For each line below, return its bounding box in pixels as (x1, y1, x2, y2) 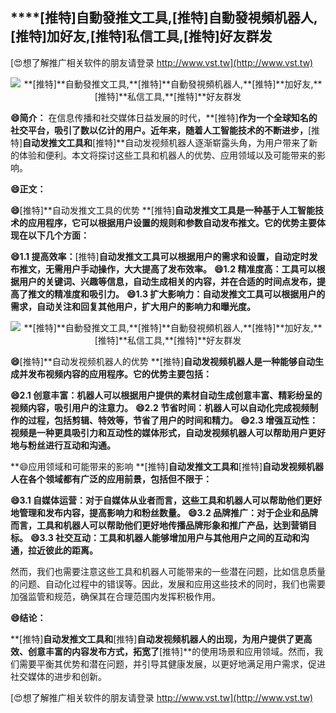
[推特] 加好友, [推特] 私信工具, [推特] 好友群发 (10, 28, 273, 45)
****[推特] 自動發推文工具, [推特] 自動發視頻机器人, (10, 9, 318, 27)
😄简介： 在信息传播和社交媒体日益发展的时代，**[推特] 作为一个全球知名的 (10, 111, 318, 123)
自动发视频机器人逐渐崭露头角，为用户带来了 (124, 136, 310, 148)
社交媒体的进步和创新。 (10, 670, 107, 682)
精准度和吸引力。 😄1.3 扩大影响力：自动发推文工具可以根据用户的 (53, 288, 326, 300)
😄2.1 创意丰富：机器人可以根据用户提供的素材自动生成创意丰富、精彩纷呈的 (10, 389, 323, 401)
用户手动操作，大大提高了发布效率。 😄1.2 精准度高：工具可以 (62, 263, 317, 275)
